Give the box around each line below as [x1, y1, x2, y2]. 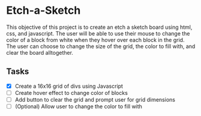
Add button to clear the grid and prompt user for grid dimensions [14, 96, 176, 103]
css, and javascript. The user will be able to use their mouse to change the [6, 29, 190, 37]
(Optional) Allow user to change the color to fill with [14, 103, 143, 110]
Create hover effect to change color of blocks [14, 89, 128, 96]
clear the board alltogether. [6, 49, 74, 56]
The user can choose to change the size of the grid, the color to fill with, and [6, 43, 196, 50]
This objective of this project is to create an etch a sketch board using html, [6, 23, 193, 31]
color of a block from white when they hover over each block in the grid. [6, 36, 185, 43]
